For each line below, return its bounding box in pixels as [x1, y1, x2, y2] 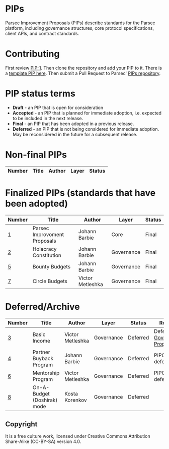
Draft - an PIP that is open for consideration [12, 104, 104, 110]
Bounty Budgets [32, 263, 71, 270]
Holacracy [32, 245, 57, 252]
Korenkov [64, 397, 87, 404]
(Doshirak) [32, 397, 58, 404]
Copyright [5, 420, 38, 429]
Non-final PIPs [5, 149, 67, 160]
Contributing [5, 48, 60, 60]
